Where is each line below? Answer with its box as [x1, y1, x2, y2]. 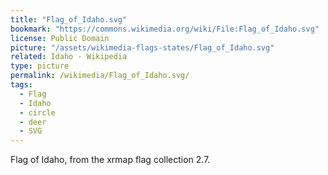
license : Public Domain [10, 33, 110, 43]
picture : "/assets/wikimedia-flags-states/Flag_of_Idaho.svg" [10, 42, 275, 53]
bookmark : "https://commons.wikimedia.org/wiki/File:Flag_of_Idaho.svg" [10, 24, 320, 34]
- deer [19, 117, 47, 127]
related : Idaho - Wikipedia [10, 52, 128, 62]
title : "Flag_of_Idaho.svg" [10, 14, 128, 25]
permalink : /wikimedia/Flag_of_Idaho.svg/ [10, 71, 190, 81]
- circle [19, 107, 56, 118]
